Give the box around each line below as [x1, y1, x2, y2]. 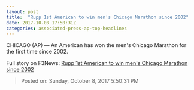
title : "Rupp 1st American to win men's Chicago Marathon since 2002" [6, 14, 189, 20]
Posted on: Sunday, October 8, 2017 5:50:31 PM [20, 77, 139, 85]
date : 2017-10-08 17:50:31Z [6, 20, 77, 26]
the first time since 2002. [6, 48, 68, 55]
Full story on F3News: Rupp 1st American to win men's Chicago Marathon [6, 60, 188, 67]
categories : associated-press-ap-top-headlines [6, 25, 128, 32]
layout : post [6, 8, 39, 15]
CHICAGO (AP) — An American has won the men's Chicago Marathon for [6, 42, 187, 49]
